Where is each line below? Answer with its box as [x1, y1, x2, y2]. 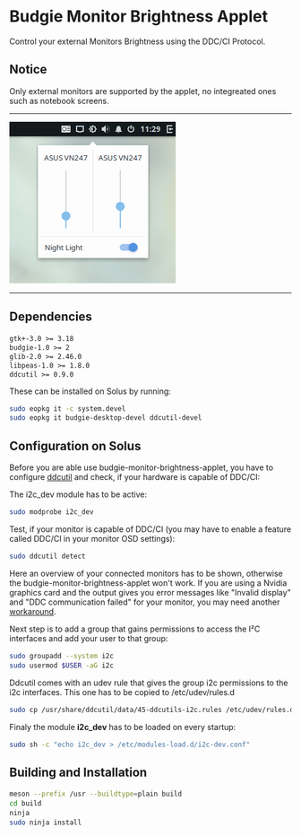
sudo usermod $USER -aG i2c [9, 661, 115, 670]
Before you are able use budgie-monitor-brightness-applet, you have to [9, 462, 274, 473]
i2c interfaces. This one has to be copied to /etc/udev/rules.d [9, 686, 236, 697]
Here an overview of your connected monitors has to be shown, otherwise [9, 568, 284, 579]
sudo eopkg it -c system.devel [9, 404, 126, 414]
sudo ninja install [9, 818, 82, 827]
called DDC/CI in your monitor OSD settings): [9, 534, 176, 544]
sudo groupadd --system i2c [9, 651, 115, 660]
